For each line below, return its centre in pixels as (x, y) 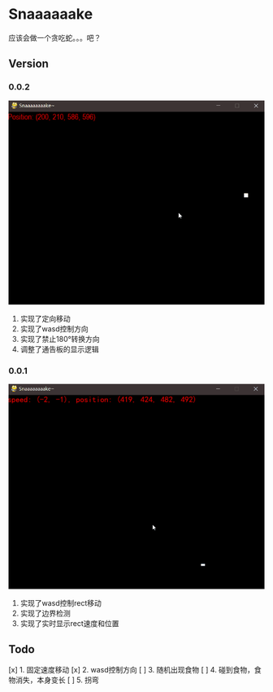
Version (28, 64)
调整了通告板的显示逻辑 (59, 349)
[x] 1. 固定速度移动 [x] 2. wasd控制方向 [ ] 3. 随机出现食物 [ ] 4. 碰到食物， (131, 670)
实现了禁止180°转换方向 (60, 339)
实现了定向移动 (45, 318)
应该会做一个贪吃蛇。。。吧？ (55, 37)
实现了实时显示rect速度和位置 (69, 623)
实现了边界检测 (45, 613)
